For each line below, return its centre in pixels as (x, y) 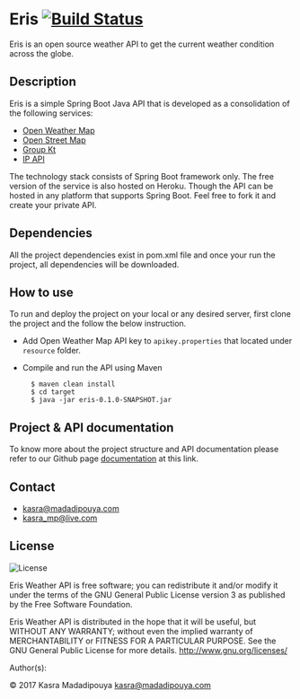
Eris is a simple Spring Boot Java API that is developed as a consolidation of (150, 103)
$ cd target (53, 392)
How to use (41, 292)
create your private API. (53, 205)
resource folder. (51, 351)
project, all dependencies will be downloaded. (94, 264)
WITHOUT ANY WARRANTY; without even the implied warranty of (131, 631)
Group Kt (39, 149)
